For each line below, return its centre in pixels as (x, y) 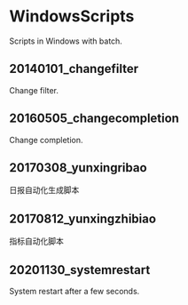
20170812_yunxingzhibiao (83, 218)
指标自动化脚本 (36, 241)
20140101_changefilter (74, 69)
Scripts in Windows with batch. (66, 41)
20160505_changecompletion (94, 119)
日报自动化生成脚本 (44, 190)
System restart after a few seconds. (74, 291)
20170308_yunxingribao (78, 168)
